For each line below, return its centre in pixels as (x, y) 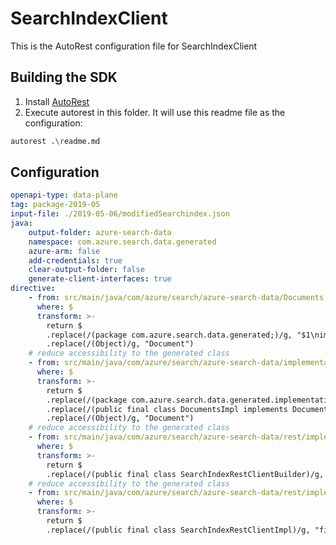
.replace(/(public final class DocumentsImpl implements (167, 409)
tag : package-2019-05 (55, 205)
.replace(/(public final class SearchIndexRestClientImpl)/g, (178, 530)
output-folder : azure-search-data (100, 232)
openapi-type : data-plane (64, 195)
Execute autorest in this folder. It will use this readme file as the (155, 112)
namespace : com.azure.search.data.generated (122, 242)
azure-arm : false (64, 251)
